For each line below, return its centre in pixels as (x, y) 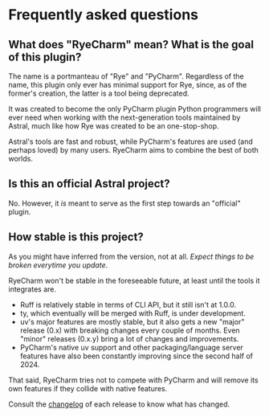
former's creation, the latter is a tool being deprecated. (99, 93)
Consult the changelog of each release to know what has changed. (119, 404)
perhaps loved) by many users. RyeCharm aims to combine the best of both (134, 150)
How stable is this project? (76, 237)
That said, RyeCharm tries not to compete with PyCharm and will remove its (133, 380)
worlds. (21, 159)
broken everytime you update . (58, 265)
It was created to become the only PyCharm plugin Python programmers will (135, 109)
